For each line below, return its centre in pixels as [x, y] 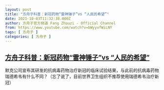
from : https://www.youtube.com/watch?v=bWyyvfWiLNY [59, 28]
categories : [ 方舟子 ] [28, 37]
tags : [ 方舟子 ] [21, 32]
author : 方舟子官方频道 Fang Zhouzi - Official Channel [61, 23]
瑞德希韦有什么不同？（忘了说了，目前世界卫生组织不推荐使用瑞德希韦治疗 [80, 76]
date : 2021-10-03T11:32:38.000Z [38, 18]
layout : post [18, 9]
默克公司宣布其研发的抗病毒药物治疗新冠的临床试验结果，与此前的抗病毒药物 [82, 70]
